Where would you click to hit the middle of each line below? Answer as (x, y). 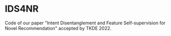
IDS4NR (22, 9)
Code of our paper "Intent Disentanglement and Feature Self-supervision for (85, 23)
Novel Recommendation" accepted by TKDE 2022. (58, 28)
